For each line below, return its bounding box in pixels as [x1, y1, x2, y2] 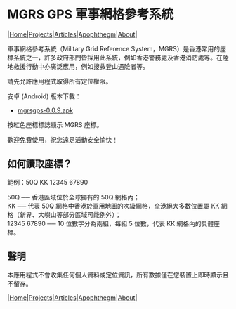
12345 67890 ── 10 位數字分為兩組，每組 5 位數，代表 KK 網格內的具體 [7, 219, 214, 228]
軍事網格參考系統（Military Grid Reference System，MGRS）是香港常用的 [7, 44, 221, 53]
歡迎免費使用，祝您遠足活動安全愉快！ [7, 135, 118, 144]
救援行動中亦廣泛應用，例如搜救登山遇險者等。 [13, 62, 149, 70]
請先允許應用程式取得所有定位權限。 [7, 77, 112, 85]
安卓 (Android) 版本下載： [7, 92, 81, 100]
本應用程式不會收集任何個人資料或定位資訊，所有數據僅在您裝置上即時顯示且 [7, 270, 229, 279]
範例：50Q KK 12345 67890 [7, 178, 88, 186]
